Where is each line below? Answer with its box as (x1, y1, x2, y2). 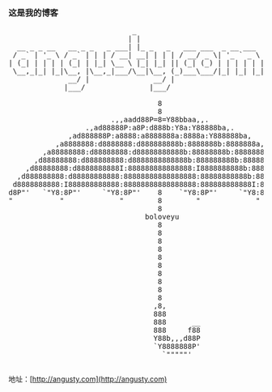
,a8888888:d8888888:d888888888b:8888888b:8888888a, (55, 139, 265, 149)
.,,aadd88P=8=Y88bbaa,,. (110, 115, 210, 125)
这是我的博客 (8, 6, 59, 18)
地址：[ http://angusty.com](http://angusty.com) (8, 374, 168, 384)
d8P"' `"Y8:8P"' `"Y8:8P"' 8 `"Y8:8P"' (8, 188, 219, 198)
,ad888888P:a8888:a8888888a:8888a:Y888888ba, (68, 131, 253, 141)
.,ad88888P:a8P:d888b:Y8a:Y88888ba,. (84, 123, 235, 133)
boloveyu (144, 212, 180, 222)
